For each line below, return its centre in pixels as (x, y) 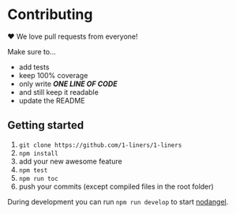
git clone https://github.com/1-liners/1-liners (100, 145)
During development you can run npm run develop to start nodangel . (118, 201)
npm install (38, 153)
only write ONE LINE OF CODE (68, 84)
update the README (52, 100)
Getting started (46, 125)
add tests (34, 67)
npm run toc (38, 178)
